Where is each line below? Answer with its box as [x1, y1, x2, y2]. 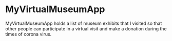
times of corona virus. [5, 31, 52, 37]
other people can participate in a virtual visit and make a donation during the [5, 25, 167, 31]
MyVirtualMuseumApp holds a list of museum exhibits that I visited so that [5, 20, 162, 26]
